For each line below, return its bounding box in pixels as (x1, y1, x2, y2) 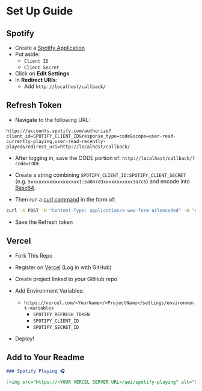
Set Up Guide (6, 4, 73, 18)
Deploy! (14, 335, 35, 342)
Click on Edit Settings (14, 70, 70, 77)
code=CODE (14, 161, 40, 167)
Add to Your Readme (6, 352, 85, 363)
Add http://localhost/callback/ (23, 83, 106, 90)
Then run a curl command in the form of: (14, 195, 116, 203)
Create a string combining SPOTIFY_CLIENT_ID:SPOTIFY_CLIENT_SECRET (14, 171, 186, 179)
